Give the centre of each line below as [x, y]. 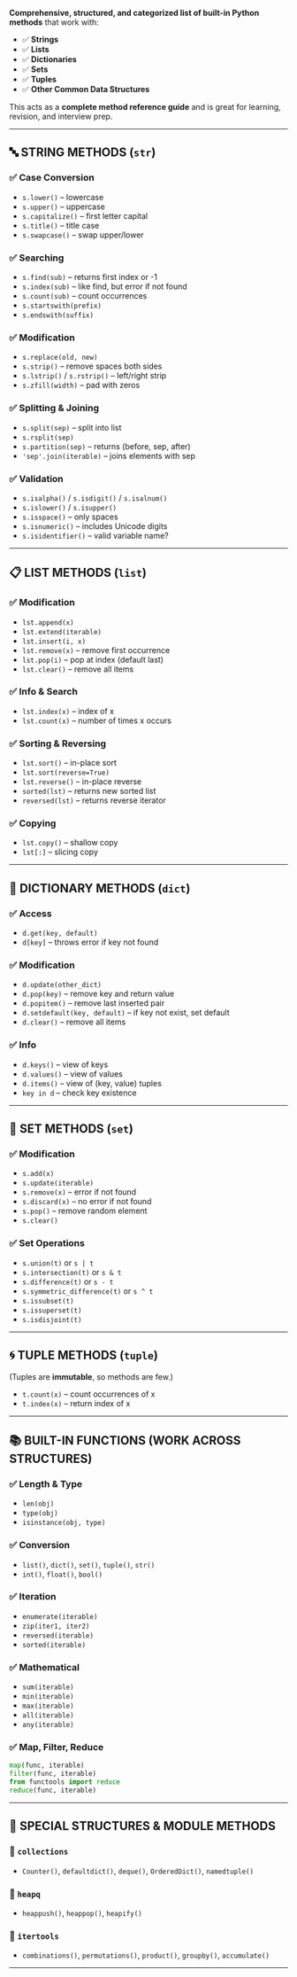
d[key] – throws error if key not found [90, 942]
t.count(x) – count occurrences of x [88, 1394]
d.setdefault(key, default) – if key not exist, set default [126, 1013]
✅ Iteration [33, 1597]
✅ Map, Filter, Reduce [57, 1747]
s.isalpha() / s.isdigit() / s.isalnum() [95, 498]
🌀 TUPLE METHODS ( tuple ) [84, 1355]
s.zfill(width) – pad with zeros [81, 385]
